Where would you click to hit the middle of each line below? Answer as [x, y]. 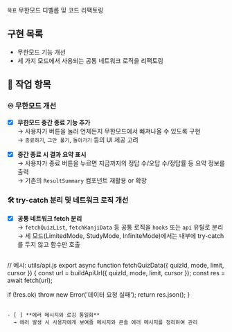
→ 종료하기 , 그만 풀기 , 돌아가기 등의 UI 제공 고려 [78, 140]
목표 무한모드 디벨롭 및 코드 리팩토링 [55, 10]
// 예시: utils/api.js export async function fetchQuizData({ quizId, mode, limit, [116, 265]
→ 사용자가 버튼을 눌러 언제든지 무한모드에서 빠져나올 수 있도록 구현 [109, 131]
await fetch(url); [30, 280]
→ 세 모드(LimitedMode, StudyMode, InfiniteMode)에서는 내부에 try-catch [121, 236]
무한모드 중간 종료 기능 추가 [54, 122]
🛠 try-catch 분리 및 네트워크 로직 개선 [68, 200]
